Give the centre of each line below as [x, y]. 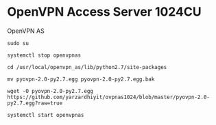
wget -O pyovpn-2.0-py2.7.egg [50, 91]
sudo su [18, 43]
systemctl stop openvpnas [44, 55]
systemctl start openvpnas [46, 115]
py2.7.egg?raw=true [35, 103]
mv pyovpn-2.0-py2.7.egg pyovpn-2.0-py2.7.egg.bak [81, 79]
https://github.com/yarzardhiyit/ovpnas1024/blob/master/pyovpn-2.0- [109, 97]
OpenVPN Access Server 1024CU [104, 12]
